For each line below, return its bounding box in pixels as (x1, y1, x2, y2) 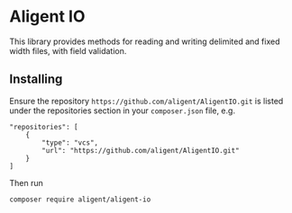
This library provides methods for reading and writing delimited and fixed (9, 36, 280, 47)
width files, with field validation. (9, 45, 127, 56)
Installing (9, 72, 63, 87)
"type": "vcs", (41, 138, 99, 147)
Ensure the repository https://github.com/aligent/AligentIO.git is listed (9, 95, 284, 106)
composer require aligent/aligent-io (9, 195, 151, 204)
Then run (9, 177, 43, 188)
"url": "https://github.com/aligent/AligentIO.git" (41, 146, 241, 155)
